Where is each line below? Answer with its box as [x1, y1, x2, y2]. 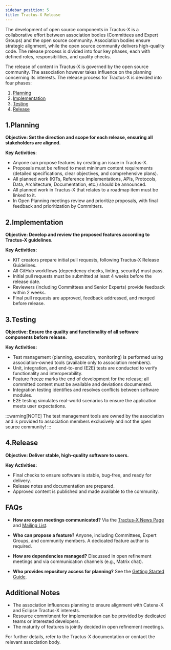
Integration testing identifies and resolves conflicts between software [12, 386, 159, 393]
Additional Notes [5, 588, 60, 597]
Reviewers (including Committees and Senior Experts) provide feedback [12, 284, 165, 290]
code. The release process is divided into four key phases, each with [5, 48, 151, 54]
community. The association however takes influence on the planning [5, 69, 152, 75]
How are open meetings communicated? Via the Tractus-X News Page [12, 516, 164, 523]
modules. [12, 392, 33, 398]
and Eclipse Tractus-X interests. [12, 608, 80, 614]
